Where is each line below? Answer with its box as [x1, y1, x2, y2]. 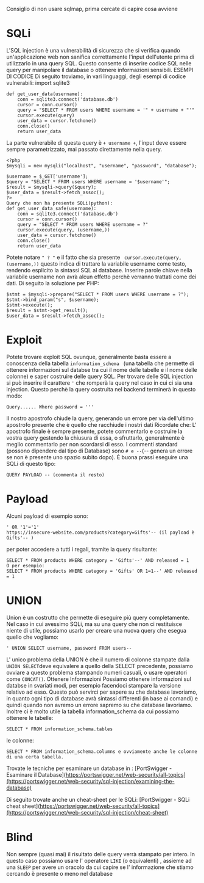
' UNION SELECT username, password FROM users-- [6, 645, 132, 651]
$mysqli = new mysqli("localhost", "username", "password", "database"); [6, 162, 198, 169]
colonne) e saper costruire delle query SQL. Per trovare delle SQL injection [6, 372, 194, 380]
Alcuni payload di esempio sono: [6, 512, 88, 520]
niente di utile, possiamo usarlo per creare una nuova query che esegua [6, 627, 187, 634]
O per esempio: [6, 562, 45, 569]
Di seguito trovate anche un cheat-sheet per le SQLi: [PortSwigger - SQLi [6, 796, 190, 803]
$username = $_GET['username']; [6, 173, 88, 180]
